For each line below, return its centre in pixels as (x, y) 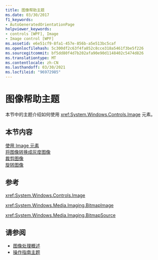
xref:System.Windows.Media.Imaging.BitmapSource (60, 215)
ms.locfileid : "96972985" (33, 72)
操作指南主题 (26, 252)
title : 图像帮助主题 (25, 10)
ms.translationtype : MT (31, 58)
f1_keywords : (19, 20)
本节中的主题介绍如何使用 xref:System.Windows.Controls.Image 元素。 (80, 114)
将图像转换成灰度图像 (28, 152)
